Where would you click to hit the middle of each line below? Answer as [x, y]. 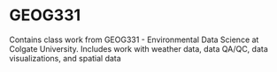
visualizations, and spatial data [65, 58]
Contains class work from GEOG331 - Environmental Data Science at [134, 40]
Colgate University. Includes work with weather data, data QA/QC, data [138, 48]
